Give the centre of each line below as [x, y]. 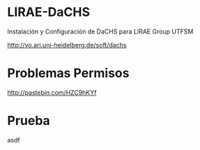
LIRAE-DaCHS [49, 12]
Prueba [29, 121]
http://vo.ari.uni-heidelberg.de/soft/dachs [67, 45]
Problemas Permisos [68, 73]
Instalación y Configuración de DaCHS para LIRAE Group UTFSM [100, 31]
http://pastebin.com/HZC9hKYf [52, 92]
